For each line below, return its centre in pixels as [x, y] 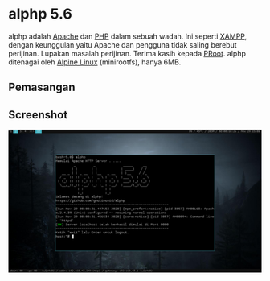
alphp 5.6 [40, 14]
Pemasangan [42, 87]
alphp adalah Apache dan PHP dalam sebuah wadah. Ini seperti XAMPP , [128, 36]
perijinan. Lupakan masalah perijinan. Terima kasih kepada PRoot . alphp [127, 53]
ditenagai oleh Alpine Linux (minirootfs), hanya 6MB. [95, 62]
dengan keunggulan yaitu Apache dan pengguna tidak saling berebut [123, 44]
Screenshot [38, 115]
